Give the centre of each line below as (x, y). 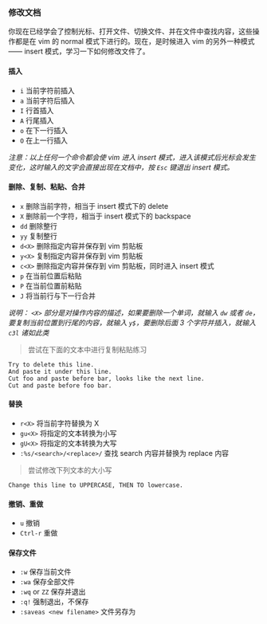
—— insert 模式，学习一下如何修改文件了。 (79, 51)
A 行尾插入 (37, 120)
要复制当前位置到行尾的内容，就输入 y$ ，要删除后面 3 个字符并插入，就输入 (132, 322)
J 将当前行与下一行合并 (57, 296)
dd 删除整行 (39, 226)
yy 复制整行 (39, 236)
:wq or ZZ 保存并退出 (53, 592)
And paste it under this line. (60, 371)
